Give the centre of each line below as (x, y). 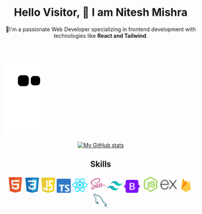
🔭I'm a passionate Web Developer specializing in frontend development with (101, 29)
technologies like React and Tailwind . (101, 35)
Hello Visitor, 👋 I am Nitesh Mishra (101, 12)
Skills (101, 164)
